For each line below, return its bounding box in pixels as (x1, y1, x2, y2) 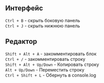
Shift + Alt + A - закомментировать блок (5, 50, 97, 57)
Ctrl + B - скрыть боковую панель (5, 17, 80, 23)
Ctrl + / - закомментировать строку (5, 56, 86, 62)
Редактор (5, 37, 37, 46)
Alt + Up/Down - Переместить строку (5, 66, 85, 72)
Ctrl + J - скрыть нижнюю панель (5, 23, 80, 29)
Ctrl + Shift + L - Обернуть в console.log (5, 72, 96, 78)
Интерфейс (5, 4, 43, 13)
